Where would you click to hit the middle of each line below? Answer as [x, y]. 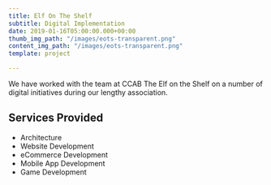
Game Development [53, 172]
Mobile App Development [62, 163]
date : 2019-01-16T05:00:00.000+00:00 [72, 31]
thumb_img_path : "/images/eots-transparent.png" [92, 39]
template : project [39, 54]
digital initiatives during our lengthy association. [88, 92]
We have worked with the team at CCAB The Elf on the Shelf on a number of [136, 84]
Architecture [41, 137]
